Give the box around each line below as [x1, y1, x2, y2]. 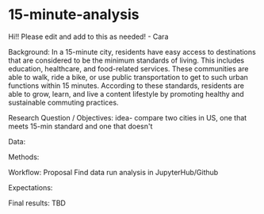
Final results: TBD [8, 198, 66, 208]
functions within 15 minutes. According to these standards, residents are [8, 81, 244, 90]
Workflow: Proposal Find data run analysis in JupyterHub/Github [8, 167, 219, 177]
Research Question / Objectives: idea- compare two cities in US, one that [8, 113, 247, 122]
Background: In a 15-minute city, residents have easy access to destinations [8, 47, 256, 56]
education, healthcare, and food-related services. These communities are [8, 63, 249, 73]
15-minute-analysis [8, 6, 140, 24]
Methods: [8, 152, 40, 162]
